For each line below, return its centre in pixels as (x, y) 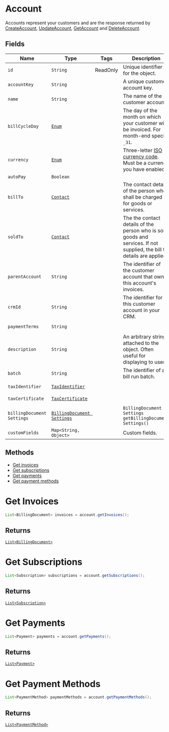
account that (138, 277)
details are (135, 256)
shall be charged (143, 197)
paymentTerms (23, 326)
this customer (139, 304)
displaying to (138, 362)
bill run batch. (139, 376)
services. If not (141, 243)
